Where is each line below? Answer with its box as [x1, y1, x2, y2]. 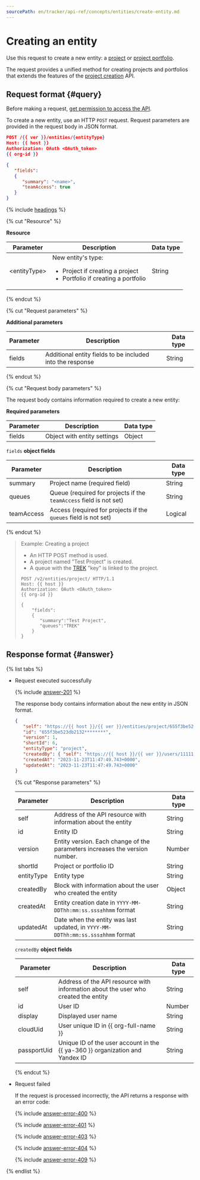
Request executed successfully [14, 677, 92, 684]
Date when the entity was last [54, 915, 137, 923]
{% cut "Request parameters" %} [6, 307, 88, 314]
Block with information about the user [54, 881, 159, 889]
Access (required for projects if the [49, 506, 148, 514]
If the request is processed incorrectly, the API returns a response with [14, 1092, 189, 1099]
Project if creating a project [62, 267, 139, 275]
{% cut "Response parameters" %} [14, 779, 101, 786]
